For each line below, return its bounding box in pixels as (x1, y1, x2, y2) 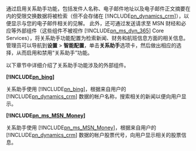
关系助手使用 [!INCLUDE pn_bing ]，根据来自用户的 (6, 86, 127, 92)
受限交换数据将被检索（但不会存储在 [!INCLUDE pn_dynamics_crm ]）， (16, 12, 184, 19)
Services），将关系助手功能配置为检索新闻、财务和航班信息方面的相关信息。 (6, 35, 189, 41)
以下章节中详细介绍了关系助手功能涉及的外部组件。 (6, 62, 129, 69)
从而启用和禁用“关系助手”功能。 (16, 49, 93, 56)
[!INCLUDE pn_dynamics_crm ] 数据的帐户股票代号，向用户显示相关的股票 (6, 132, 181, 138)
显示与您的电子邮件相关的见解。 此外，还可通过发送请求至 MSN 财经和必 (11, 20, 186, 26)
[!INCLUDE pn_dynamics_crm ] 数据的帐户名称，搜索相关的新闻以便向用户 (6, 93, 181, 100)
